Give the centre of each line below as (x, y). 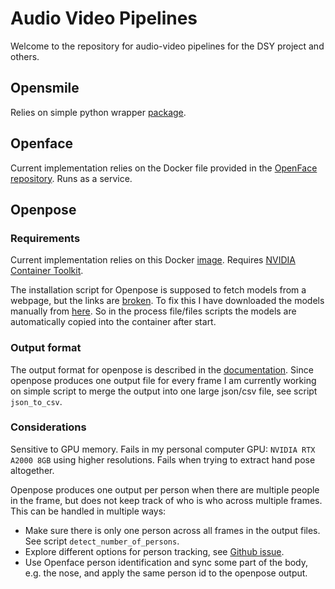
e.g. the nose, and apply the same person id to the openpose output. (166, 573)
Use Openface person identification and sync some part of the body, (166, 562)
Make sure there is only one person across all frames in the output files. (172, 530)
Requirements (45, 238)
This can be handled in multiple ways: (88, 511)
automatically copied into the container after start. (113, 322)
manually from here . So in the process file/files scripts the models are (153, 311)
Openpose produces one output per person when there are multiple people (165, 489)
